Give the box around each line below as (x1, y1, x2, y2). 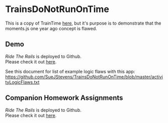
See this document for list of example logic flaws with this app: (5, 68, 135, 74)
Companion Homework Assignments (5, 94, 123, 102)
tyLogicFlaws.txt (5, 79, 40, 85)
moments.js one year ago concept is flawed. (5, 25, 97, 31)
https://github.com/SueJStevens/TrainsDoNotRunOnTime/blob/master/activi (5, 74, 163, 80)
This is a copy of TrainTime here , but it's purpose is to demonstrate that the (5, 20, 161, 26)
